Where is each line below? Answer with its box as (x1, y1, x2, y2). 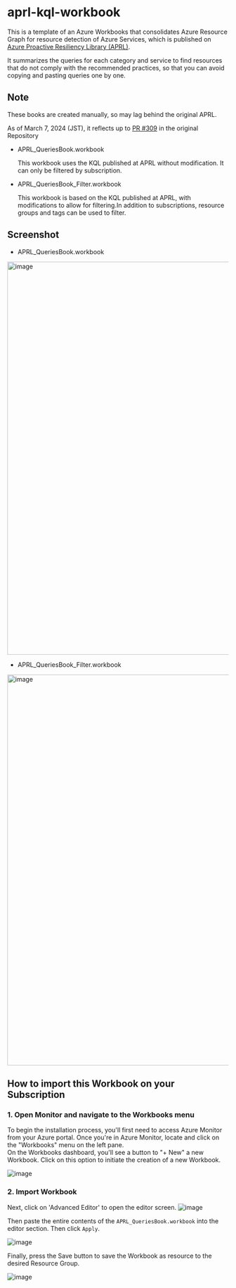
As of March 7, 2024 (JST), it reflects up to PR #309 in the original (7, 124, 199, 132)
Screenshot (7, 229, 60, 241)
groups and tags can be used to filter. (17, 208, 126, 217)
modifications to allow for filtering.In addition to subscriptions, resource (17, 201, 225, 209)
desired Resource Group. (7, 1258, 80, 1268)
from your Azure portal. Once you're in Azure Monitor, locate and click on (7, 1133, 220, 1142)
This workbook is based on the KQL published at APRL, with (17, 193, 192, 201)
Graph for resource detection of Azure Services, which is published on (7, 35, 212, 43)
